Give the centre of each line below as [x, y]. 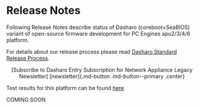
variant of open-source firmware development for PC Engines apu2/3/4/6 [98, 33]
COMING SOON [26, 100]
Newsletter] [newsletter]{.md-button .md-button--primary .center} [102, 76]
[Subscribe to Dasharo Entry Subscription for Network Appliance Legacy [102, 69]
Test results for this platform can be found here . [66, 87]
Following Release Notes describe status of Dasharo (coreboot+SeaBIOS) [98, 27]
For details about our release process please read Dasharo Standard [92, 51]
